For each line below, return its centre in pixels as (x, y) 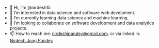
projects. (18, 28)
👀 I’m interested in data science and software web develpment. (72, 13)
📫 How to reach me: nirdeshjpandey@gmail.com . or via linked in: (75, 33)
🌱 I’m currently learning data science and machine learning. (69, 18)
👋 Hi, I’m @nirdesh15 (30, 8)
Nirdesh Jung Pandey (31, 40)
